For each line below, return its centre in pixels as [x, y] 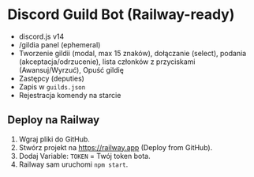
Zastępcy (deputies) [51, 78]
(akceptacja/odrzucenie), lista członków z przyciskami [107, 62]
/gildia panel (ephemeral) [60, 44]
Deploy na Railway [54, 120]
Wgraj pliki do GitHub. [54, 139]
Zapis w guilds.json [52, 87]
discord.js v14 [41, 36]
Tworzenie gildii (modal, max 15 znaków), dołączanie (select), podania [133, 53]
